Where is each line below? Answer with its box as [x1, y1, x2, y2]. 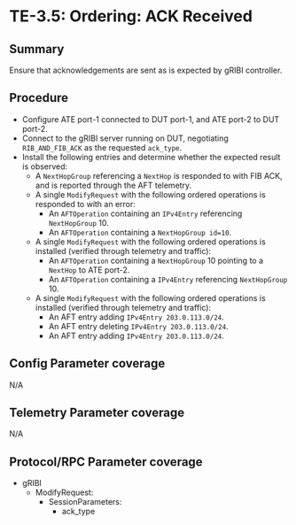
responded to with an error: [35, 198, 136, 209]
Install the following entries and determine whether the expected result [21, 151, 281, 162]
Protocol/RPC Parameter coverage [9, 454, 203, 469]
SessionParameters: [48, 497, 122, 507]
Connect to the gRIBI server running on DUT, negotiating [21, 133, 229, 143]
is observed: [21, 161, 68, 172]
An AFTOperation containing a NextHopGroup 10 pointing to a [48, 255, 264, 266]
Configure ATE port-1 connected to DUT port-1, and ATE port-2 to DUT [21, 113, 280, 125]
